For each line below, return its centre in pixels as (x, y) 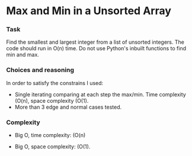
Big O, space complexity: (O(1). (52, 147)
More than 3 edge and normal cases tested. (68, 107)
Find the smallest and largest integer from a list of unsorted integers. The (95, 42)
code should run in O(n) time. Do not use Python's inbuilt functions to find (96, 48)
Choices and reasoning (40, 70)
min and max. (23, 55)
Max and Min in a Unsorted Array (89, 11)
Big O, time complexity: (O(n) (50, 135)
